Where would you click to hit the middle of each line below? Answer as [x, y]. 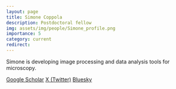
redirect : [18, 45]
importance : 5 [24, 34]
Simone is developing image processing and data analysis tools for [88, 61]
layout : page [22, 12]
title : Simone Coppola [34, 17]
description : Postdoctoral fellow [49, 23]
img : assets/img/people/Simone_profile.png [61, 28]
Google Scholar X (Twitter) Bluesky [49, 79]
